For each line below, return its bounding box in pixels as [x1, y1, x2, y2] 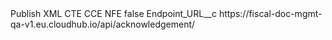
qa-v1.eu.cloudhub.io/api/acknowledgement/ [10, 18, 196, 30]
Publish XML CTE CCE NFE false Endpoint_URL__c [10, 8, 217, 19]
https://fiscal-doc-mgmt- [218, 8, 323, 19]
